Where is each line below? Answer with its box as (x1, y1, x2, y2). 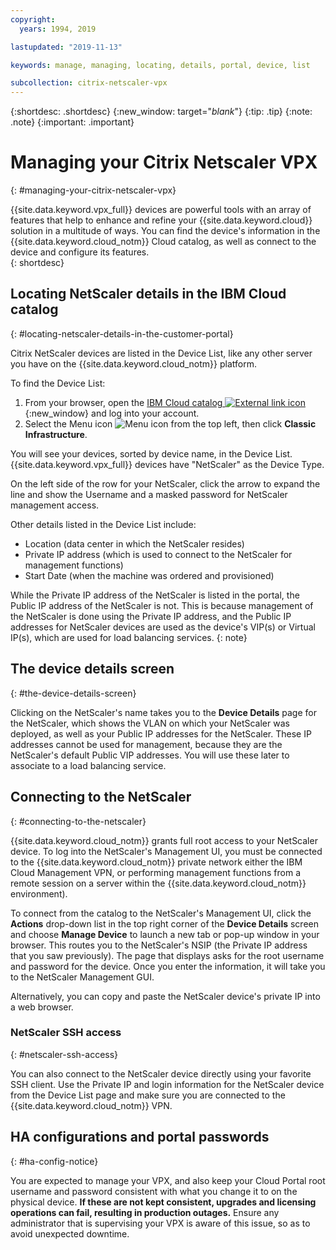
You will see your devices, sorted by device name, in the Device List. (10, 447, 293, 460)
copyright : (10, 14, 56, 25)
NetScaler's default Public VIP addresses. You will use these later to (10, 749, 290, 761)
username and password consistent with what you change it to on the (10, 1185, 298, 1197)
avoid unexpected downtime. (10, 1227, 130, 1240)
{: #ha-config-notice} (10, 1155, 99, 1167)
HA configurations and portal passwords (10, 1129, 270, 1146)
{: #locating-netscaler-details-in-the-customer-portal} (10, 327, 234, 340)
